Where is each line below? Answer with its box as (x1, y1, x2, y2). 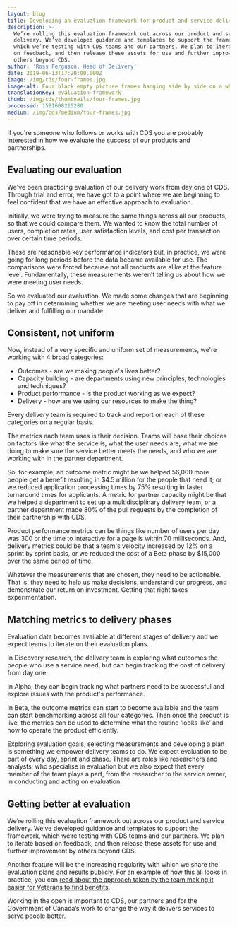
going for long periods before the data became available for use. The (7, 255, 208, 264)
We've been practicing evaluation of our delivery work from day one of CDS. (7, 182, 229, 191)
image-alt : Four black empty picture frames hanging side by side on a (7, 83, 222, 90)
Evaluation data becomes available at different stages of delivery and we (7, 632, 219, 641)
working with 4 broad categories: (7, 353, 104, 361)
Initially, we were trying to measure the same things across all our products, (7, 211, 227, 220)
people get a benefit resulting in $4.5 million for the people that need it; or (7, 475, 222, 484)
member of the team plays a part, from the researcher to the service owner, (7, 770, 227, 779)
